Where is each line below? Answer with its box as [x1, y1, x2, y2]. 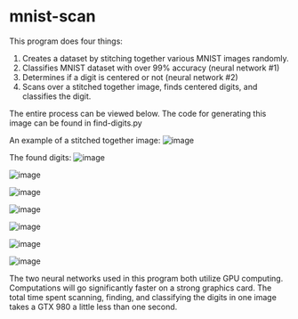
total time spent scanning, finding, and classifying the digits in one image [9, 291, 278, 302]
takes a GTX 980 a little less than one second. [9, 301, 178, 312]
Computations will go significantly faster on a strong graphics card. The [9, 282, 272, 293]
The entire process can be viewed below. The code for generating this [9, 108, 267, 119]
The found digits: [9, 151, 72, 162]
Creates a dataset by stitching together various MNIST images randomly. [21, 53, 289, 63]
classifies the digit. [21, 91, 92, 102]
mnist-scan [9, 6, 96, 27]
